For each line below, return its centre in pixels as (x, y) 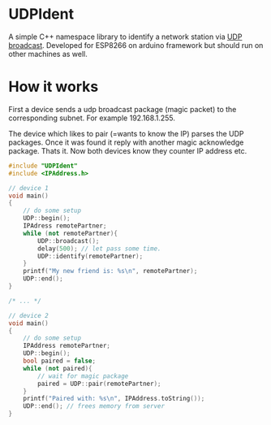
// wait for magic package (83, 376)
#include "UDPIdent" (43, 166)
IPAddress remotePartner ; (67, 346)
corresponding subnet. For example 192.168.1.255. (92, 118)
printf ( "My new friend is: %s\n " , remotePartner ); (110, 271)
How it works (54, 87)
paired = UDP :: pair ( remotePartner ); (99, 384)
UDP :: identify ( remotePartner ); (90, 256)
